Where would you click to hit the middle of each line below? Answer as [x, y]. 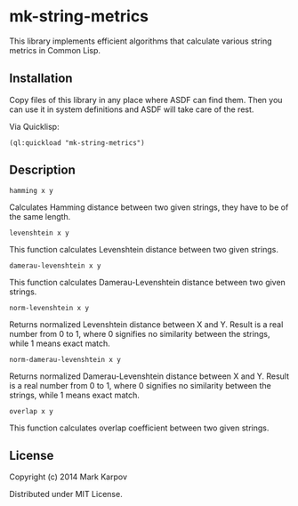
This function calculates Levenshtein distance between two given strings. [144, 249]
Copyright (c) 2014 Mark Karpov [68, 477]
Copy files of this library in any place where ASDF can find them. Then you [146, 100]
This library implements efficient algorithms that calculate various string [141, 41]
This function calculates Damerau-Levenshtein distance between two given [148, 282]
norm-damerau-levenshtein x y [65, 359]
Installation [41, 79]
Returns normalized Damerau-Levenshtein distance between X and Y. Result [149, 376]
